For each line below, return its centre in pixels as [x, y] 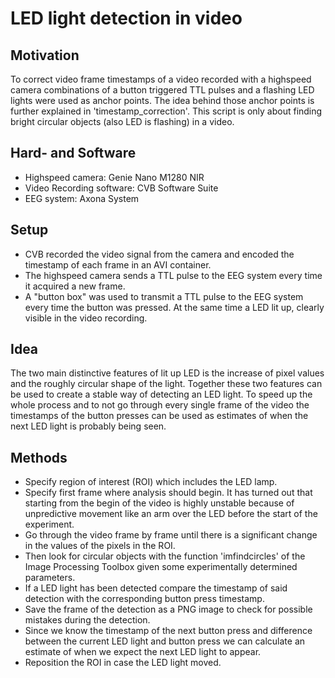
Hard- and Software [73, 153]
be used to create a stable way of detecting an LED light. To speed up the [161, 394]
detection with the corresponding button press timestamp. [144, 599]
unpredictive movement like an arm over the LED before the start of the [171, 514]
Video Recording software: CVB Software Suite [121, 188]
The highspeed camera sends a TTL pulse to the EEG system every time [173, 275]
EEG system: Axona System [82, 198]
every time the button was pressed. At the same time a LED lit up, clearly [174, 307]
